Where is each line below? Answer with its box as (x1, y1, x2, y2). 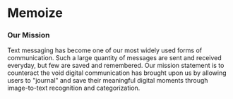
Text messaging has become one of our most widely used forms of (7, 46, 203, 54)
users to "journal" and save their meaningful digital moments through (7, 76, 208, 85)
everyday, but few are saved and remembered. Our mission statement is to (7, 62, 225, 70)
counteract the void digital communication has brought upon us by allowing (7, 69, 227, 77)
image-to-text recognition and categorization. (7, 83, 141, 93)
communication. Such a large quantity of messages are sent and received (7, 54, 222, 62)
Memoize (7, 5, 64, 21)
